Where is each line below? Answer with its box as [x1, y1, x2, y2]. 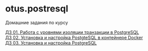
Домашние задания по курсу [5, 19, 68, 25]
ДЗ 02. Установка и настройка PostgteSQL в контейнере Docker [5, 34, 143, 40]
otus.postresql [5, 3, 68, 14]
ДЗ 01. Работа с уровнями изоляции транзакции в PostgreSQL [5, 29, 139, 35]
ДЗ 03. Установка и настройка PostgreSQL [5, 39, 97, 45]
